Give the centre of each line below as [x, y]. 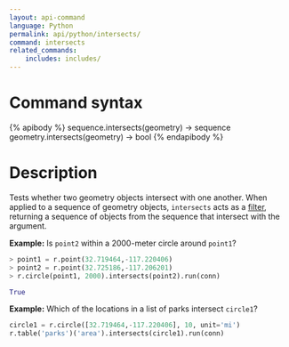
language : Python [41, 26]
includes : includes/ [63, 59]
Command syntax [76, 103]
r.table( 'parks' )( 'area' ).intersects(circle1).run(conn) [117, 334]
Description [53, 173]
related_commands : [43, 51]
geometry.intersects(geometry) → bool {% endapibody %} [116, 137]
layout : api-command [48, 17]
